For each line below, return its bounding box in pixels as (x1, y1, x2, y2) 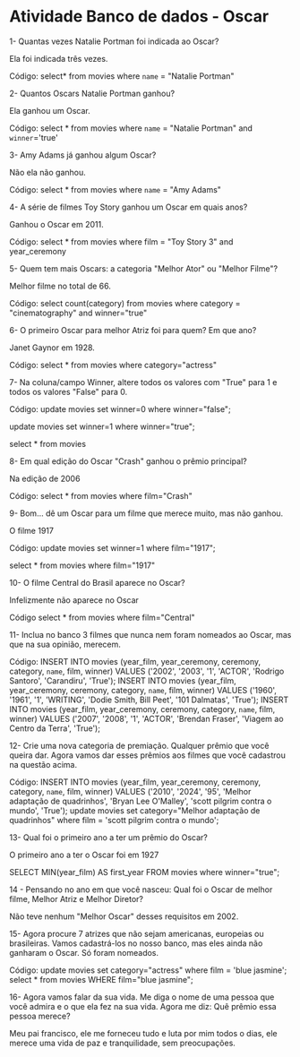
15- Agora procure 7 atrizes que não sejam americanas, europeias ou (9, 928, 264, 939)
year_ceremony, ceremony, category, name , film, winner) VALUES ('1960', (9, 684, 278, 695)
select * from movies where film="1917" (9, 560, 156, 571)
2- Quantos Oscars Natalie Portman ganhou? (9, 88, 176, 99)
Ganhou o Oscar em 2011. (9, 219, 105, 229)
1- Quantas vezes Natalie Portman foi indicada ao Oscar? (9, 36, 219, 47)
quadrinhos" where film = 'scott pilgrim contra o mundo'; (9, 814, 219, 825)
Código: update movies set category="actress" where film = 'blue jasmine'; (9, 965, 287, 975)
